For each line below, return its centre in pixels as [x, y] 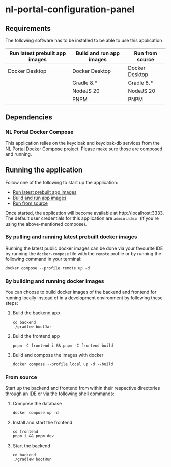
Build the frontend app [36, 336]
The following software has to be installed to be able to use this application [84, 40]
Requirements [28, 28]
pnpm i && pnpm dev [33, 436]
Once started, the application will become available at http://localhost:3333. [85, 213]
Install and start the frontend [42, 423]
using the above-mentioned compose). [46, 224]
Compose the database [37, 404]
